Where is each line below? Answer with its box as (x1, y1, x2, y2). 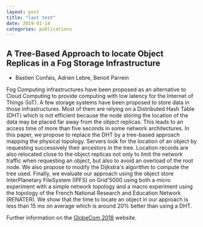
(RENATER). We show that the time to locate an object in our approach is (6, 196, 189, 203)
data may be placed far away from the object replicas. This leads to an (6, 118, 183, 125)
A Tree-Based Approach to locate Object (6, 48, 164, 58)
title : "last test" (6, 15, 56, 21)
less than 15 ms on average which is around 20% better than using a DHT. (6, 202, 192, 210)
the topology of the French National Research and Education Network (6, 189, 181, 197)
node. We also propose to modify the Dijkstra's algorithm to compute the (6, 164, 189, 171)
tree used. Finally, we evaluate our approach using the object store (6, 170, 174, 177)
